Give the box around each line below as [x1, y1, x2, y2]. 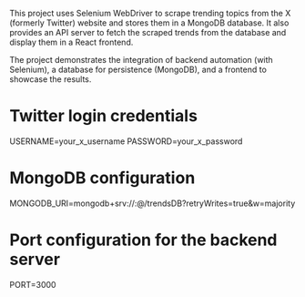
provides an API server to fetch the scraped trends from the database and [9, 27, 287, 37]
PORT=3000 [9, 279, 56, 290]
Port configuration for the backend [9, 230, 278, 251]
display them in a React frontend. [9, 36, 134, 47]
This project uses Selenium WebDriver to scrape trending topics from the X [9, 8, 291, 18]
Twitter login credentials [9, 106, 198, 127]
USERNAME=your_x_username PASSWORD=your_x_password [9, 136, 243, 147]
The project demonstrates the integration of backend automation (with [9, 55, 273, 65]
